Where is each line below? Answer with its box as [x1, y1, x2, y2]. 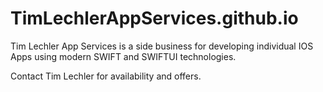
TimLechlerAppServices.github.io [10, 7, 299, 30]
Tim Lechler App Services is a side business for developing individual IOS [10, 40, 314, 52]
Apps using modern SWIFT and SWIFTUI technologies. [10, 50, 237, 62]
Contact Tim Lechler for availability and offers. [10, 70, 202, 82]
